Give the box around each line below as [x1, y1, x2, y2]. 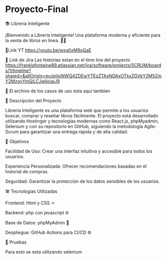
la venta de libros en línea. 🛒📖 [5, 37, 67, 43]
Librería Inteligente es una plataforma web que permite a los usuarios [5, 107, 149, 113]
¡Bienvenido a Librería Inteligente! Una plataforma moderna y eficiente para [5, 32, 160, 38]
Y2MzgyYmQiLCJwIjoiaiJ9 [5, 78, 60, 84]
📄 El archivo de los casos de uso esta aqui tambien [5, 88, 110, 94]
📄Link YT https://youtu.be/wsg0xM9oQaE [5, 47, 92, 53]
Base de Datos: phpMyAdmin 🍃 [5, 219, 69, 225]
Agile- [144, 123, 157, 129]
